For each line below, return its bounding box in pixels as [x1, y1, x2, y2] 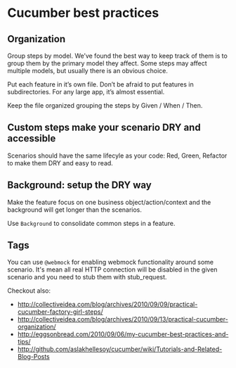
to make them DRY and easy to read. [7, 158, 114, 167]
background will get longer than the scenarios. [7, 205, 143, 214]
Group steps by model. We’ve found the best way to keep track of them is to [7, 51, 228, 60]
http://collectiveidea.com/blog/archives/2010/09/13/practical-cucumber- [17, 315, 228, 324]
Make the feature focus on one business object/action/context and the [7, 198, 211, 206]
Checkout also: [7, 286, 51, 295]
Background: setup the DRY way [7, 179, 152, 191]
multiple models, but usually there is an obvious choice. [7, 67, 169, 75]
